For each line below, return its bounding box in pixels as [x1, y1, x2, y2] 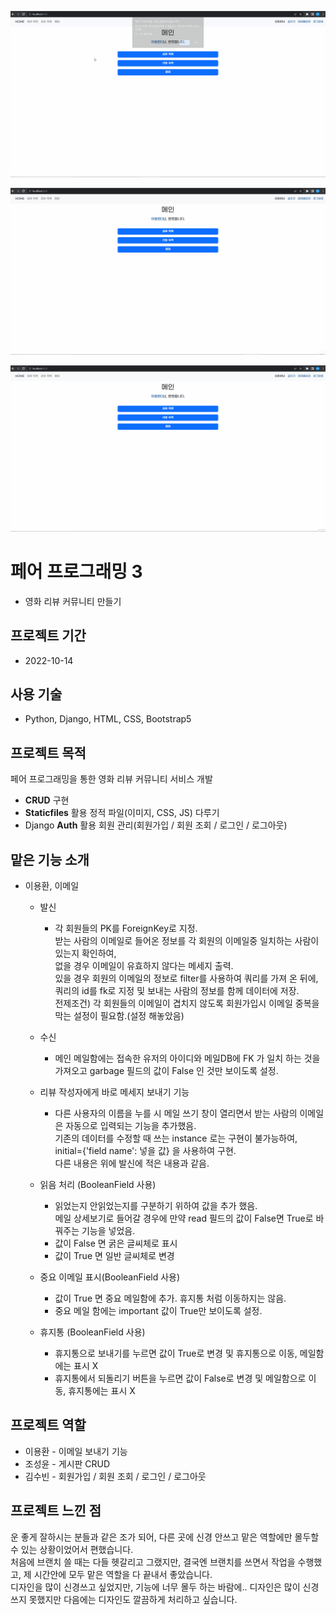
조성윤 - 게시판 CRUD [24, 1457, 111, 1470]
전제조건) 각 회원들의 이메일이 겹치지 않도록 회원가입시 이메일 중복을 [54, 997, 320, 1009]
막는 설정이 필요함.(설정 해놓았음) [54, 1009, 185, 1021]
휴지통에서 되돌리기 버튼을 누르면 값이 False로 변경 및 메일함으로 [54, 1372, 307, 1384]
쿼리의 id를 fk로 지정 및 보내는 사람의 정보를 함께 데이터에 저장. [54, 984, 300, 996]
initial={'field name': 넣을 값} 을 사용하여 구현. [54, 1144, 237, 1156]
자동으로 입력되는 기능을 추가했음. [65, 1119, 197, 1131]
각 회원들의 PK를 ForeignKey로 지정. [54, 922, 198, 934]
